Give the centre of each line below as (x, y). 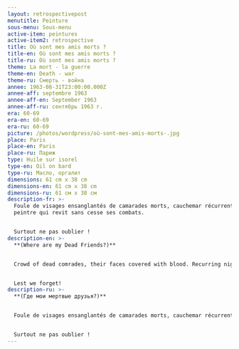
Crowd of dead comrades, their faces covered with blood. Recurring (117, 264)
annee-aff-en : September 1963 (52, 100)
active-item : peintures (43, 34)
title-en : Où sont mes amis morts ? (62, 54)
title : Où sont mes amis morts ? (57, 47)
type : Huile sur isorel (43, 160)
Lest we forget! (38, 283)
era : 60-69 (23, 113)
